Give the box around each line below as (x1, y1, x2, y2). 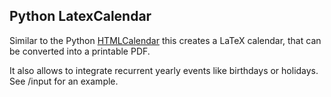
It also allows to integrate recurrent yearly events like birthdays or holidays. (9, 64, 319, 76)
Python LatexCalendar (9, 8, 152, 25)
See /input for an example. (9, 75, 119, 87)
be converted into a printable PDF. (9, 45, 151, 57)
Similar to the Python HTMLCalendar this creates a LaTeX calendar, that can (9, 34, 322, 46)
